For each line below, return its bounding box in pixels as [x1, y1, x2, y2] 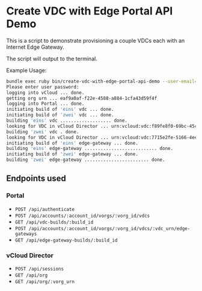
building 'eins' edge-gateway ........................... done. [6, 146, 173, 152]
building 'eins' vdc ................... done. [6, 117, 128, 124]
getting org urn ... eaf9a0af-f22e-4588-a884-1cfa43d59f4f [6, 95, 158, 101]
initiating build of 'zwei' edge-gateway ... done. [6, 151, 138, 157]
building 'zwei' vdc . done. [6, 128, 79, 135]
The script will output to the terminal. [6, 55, 97, 62]
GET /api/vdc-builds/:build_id [14, 219, 94, 225]
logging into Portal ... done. [6, 101, 85, 107]
